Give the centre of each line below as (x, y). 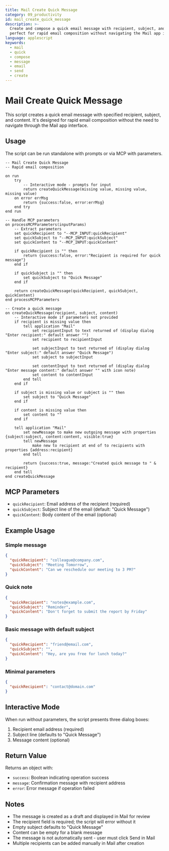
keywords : (16, 43)
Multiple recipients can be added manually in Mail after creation (78, 843)
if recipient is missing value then (53, 322)
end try (22, 207)
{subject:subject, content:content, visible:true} (59, 437)
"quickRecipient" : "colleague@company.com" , (57, 560)
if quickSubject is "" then (44, 273)
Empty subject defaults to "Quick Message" (58, 827)
